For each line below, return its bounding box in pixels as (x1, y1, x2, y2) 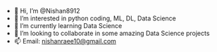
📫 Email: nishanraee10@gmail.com (13, 37, 116, 45)
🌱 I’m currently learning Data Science (13, 22, 123, 30)
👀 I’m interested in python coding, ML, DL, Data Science (13, 14, 176, 22)
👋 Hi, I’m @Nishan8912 (13, 7, 80, 15)
